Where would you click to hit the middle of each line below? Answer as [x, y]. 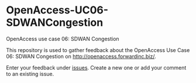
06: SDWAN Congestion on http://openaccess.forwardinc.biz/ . [81, 56]
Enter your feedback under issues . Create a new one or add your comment [96, 67]
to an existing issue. [30, 74]
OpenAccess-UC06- [57, 10]
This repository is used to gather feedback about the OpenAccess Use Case [98, 50]
